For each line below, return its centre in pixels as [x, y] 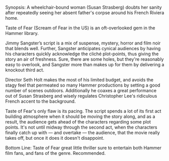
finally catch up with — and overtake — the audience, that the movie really [82, 133]
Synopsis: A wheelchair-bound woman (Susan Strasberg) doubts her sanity [84, 7]
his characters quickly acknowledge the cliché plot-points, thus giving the [82, 54]
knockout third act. [25, 70]
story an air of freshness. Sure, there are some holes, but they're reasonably [84, 59]
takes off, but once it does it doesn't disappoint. [55, 138]
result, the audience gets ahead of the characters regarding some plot [78, 122]
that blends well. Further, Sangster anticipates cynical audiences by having [83, 48]
